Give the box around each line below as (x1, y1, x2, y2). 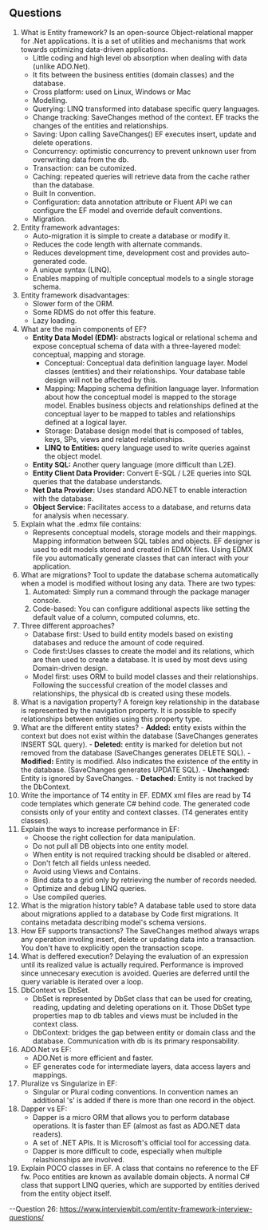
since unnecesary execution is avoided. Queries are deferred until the (20, 968, 250, 978)
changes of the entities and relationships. (32, 120, 169, 130)
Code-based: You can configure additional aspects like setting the (32, 604, 250, 613)
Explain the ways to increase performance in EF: (20, 824, 180, 834)
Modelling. (32, 95, 68, 104)
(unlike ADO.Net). (32, 61, 90, 71)
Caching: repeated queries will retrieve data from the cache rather (32, 171, 250, 181)
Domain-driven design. (32, 663, 108, 672)
